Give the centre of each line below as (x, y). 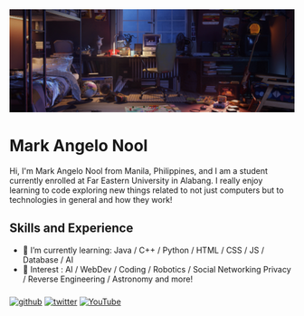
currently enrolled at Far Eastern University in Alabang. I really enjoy (136, 181)
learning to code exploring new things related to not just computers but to (147, 190)
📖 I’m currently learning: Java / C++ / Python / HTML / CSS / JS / (143, 250)
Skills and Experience (71, 229)
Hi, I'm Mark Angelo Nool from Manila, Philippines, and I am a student (139, 171)
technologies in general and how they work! (91, 200)
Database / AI (48, 259)
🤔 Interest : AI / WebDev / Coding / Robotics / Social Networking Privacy (157, 269)
